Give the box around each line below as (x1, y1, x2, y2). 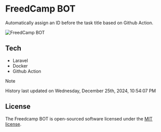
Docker (12, 62, 28, 69)
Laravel (12, 57, 28, 63)
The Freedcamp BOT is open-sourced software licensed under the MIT (5, 115, 153, 121)
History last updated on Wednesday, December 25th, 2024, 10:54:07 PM (5, 88, 156, 94)
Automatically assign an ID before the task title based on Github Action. (5, 20, 153, 26)
